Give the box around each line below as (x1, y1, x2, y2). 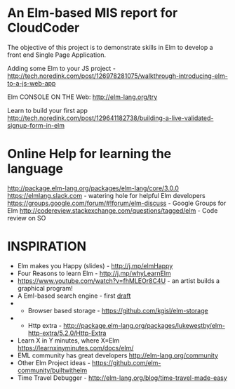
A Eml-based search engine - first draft (17, 291, 131, 300)
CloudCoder (7, 20, 80, 36)
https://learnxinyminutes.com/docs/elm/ (17, 343, 134, 352)
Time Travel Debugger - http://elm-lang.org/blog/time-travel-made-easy (17, 374, 228, 382)
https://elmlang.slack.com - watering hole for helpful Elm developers (7, 191, 206, 199)
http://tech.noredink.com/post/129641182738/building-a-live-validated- (7, 114, 214, 122)
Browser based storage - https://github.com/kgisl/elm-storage (27, 306, 208, 315)
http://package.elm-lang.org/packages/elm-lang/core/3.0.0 (7, 184, 179, 192)
